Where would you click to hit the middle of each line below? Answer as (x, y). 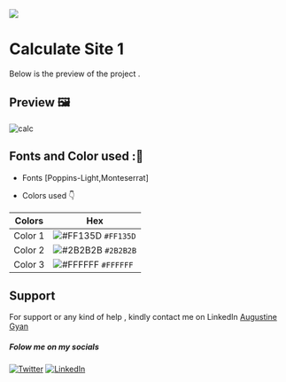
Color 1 (29, 236)
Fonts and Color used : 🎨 (77, 156)
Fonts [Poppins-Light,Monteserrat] (85, 177)
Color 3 (29, 264)
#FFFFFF (117, 265)
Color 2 (29, 250)
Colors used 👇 (48, 195)
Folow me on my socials (54, 347)
